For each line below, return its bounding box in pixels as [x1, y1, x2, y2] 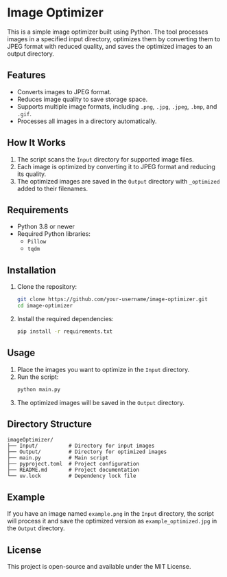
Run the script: [16, 373, 59, 381]
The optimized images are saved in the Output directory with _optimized [16, 177, 220, 185]
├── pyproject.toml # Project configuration [7, 461, 139, 468]
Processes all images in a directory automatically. [16, 117, 157, 125]
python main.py [16, 386, 61, 393]
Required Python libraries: [16, 230, 91, 238]
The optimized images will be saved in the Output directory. [16, 398, 185, 406]
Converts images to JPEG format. [16, 87, 112, 96]
